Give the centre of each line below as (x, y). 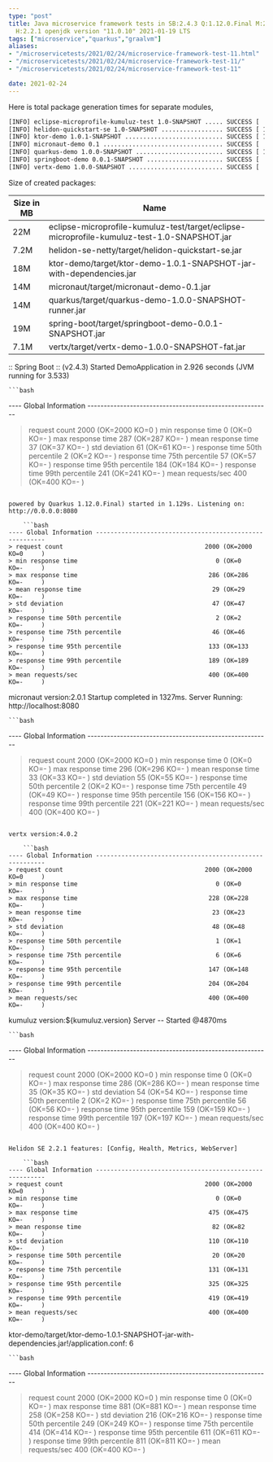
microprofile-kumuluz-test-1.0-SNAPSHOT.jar (140, 237)
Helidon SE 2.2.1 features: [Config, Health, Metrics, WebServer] (123, 1149)
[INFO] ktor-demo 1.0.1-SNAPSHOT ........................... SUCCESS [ (134, 137)
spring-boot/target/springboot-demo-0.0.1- (136, 323)
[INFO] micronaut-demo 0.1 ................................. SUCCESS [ (134, 144)
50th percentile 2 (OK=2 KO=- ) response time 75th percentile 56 (137, 1101)
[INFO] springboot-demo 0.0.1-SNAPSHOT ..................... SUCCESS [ (134, 160)
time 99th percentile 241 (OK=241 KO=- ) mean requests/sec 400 (138, 473)
